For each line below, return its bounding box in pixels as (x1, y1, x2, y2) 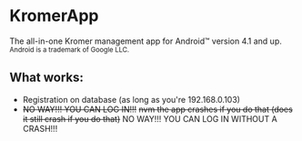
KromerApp (9, 5, 99, 26)
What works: (9, 70, 84, 86)
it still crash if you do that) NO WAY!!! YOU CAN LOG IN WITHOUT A (22, 113, 277, 124)
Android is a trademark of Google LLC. (9, 45, 130, 55)
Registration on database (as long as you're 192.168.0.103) (22, 94, 241, 105)
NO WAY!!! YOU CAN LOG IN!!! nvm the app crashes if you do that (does (22, 104, 293, 115)
